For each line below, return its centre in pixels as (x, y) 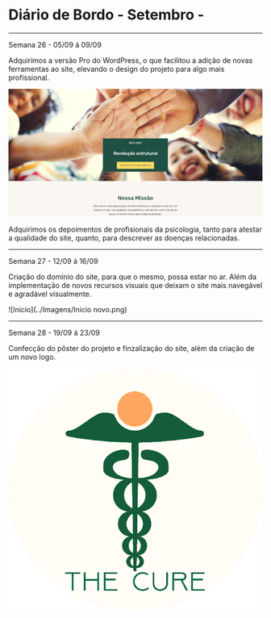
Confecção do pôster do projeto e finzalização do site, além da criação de (131, 349)
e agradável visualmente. (50, 294)
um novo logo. (32, 357)
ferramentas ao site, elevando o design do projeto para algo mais (117, 69)
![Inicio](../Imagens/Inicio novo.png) (68, 310)
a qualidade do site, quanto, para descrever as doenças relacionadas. (124, 238)
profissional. (29, 77)
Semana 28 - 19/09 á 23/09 (54, 333)
